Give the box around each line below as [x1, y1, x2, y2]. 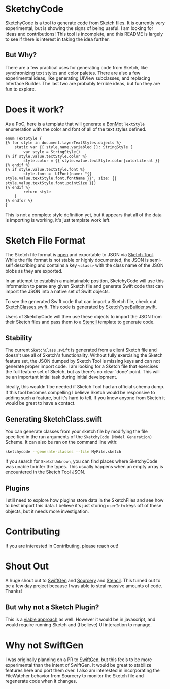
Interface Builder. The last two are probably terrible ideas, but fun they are [5, 80, 160, 86]
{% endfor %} [5, 198, 33, 203]
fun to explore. [5, 86, 36, 92]
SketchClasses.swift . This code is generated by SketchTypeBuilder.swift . [5, 304, 157, 310]
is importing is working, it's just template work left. [5, 217, 111, 223]
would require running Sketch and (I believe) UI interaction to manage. [5, 621, 152, 628]
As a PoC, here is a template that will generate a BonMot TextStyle [5, 121, 145, 127]
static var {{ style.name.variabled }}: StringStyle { [14, 144, 133, 150]
